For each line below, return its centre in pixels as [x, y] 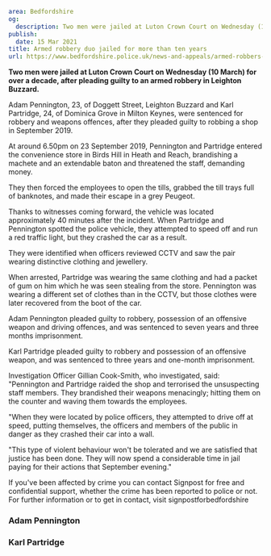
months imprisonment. [46, 336]
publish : [23, 34]
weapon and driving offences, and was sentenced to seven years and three [134, 328]
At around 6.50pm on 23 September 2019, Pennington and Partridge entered [135, 146]
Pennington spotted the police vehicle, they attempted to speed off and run [133, 229]
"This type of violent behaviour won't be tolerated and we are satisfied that [133, 450]
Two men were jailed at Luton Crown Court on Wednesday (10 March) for [132, 72]
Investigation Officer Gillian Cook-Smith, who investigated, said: [114, 376]
